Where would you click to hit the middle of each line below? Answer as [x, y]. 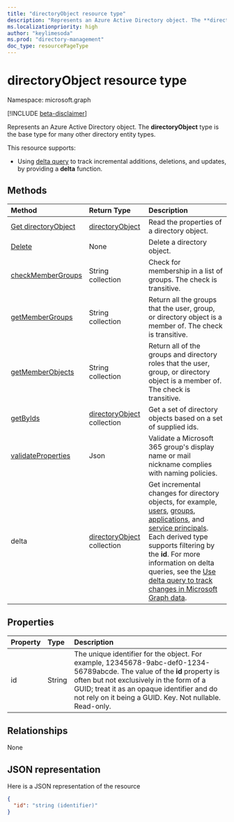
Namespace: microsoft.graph [49, 100]
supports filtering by [181, 545]
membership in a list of [186, 271]
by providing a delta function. [60, 169]
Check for [165, 262]
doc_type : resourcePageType [48, 46]
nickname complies [180, 464]
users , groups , [172, 510]
